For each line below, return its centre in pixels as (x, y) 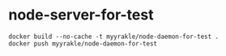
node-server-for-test (81, 15)
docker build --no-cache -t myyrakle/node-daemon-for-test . (114, 37)
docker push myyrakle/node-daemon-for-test (83, 43)
